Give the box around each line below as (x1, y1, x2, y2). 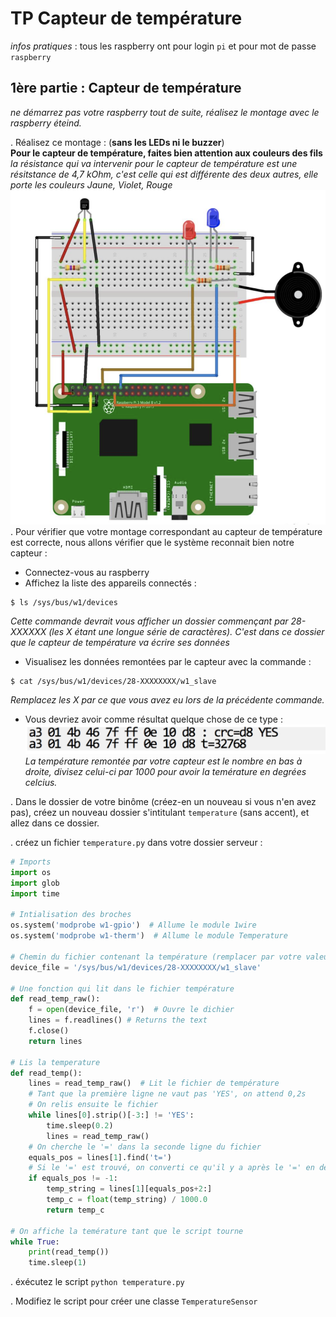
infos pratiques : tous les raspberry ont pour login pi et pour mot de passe (10, 40, 317, 52)
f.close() (28, 1026, 70, 1036)
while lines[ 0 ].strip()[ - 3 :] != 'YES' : (28, 1110, 195, 1120)
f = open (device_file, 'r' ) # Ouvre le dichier (28, 1005, 235, 1015)
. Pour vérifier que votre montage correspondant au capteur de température (10, 526, 323, 538)
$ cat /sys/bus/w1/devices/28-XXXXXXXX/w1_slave (10, 677, 217, 687)
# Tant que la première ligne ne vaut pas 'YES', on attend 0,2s (28, 1089, 307, 1099)
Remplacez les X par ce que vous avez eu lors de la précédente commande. (10, 694, 325, 706)
